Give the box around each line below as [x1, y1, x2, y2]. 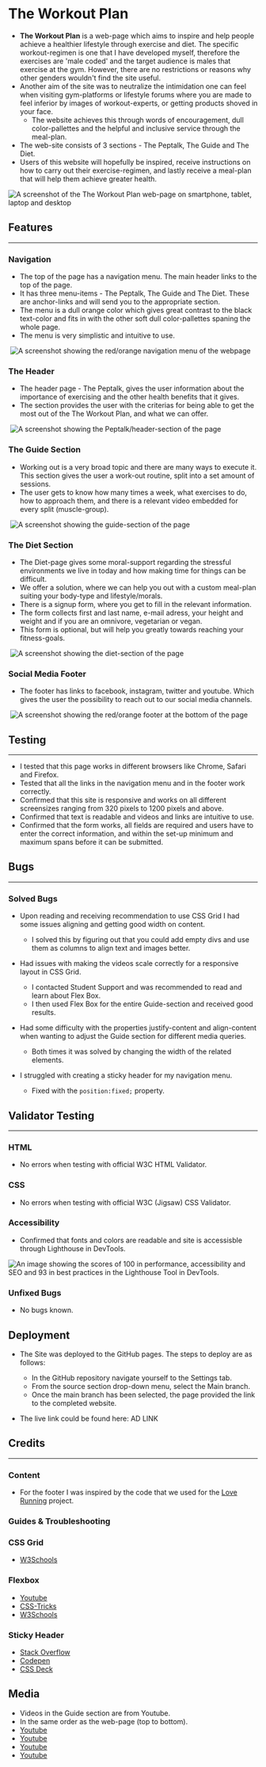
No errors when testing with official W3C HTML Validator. [19, 1160, 207, 1170]
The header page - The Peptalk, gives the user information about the [19, 384, 245, 393]
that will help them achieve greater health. [19, 174, 157, 183]
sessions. [19, 479, 51, 488]
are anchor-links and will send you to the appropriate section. [19, 297, 220, 307]
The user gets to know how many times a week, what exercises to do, [19, 487, 248, 497]
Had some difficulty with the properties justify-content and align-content [19, 1023, 257, 1032]
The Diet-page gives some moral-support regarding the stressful [19, 557, 232, 567]
